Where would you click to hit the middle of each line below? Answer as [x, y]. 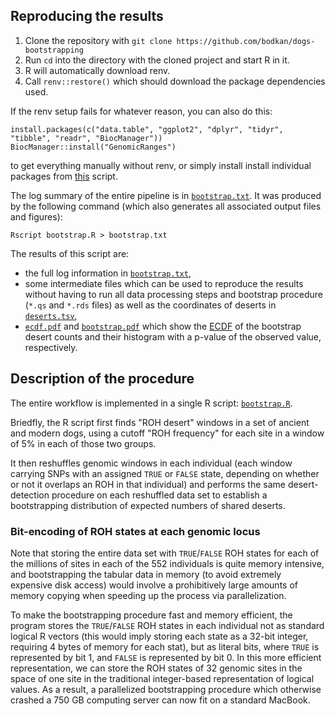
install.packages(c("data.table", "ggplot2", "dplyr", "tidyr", [147, 129]
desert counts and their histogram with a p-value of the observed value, [173, 336]
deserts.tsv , [51, 315]
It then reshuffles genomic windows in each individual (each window [151, 463]
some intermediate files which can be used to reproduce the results [164, 283]
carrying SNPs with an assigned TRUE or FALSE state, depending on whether [165, 473]
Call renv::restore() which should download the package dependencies [175, 81]
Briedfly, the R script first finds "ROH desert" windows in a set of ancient [160, 422]
